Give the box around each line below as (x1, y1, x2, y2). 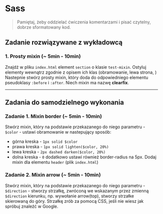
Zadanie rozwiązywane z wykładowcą (5, 39, 123, 47)
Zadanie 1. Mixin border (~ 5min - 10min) (5, 113, 102, 119)
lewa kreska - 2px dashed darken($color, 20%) (12, 149, 106, 155)
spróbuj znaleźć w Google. (5, 203, 59, 209)
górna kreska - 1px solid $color (12, 138, 78, 144)
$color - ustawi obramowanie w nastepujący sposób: (5, 129, 112, 135)
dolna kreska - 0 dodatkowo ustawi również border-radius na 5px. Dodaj (12, 154, 157, 160)
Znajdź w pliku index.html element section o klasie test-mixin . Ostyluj (5, 64, 147, 70)
